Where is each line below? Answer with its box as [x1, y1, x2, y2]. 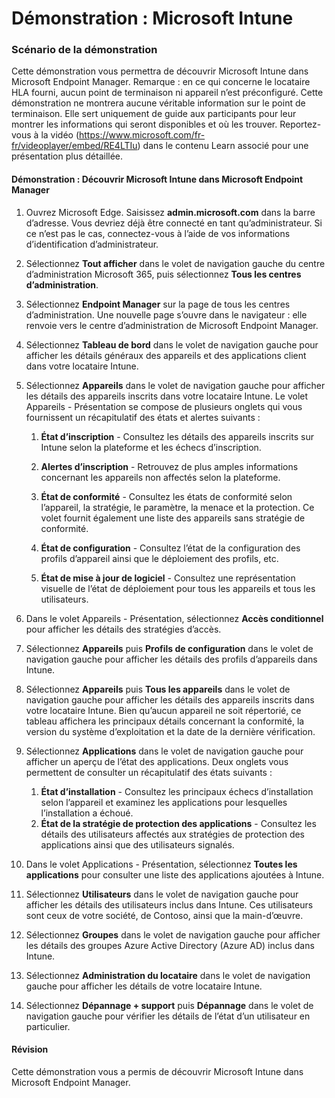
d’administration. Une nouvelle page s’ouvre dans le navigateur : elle [25, 308, 308, 321]
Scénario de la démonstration [11, 43, 158, 57]
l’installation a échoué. [40, 807, 134, 819]
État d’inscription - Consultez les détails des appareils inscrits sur [40, 430, 314, 442]
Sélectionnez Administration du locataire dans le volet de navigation [25, 969, 311, 981]
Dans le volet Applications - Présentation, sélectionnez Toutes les [25, 858, 298, 870]
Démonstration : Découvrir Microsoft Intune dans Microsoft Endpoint [11, 173, 304, 186]
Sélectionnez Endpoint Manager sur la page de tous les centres [25, 298, 291, 310]
